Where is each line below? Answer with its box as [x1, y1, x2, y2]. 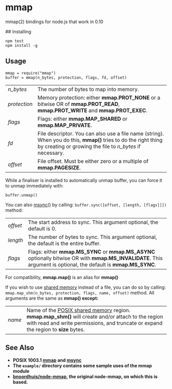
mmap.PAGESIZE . [37, 164, 81, 171]
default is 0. [28, 225, 57, 232]
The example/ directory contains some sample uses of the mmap [12, 362, 152, 368]
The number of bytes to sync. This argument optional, [28, 233, 157, 240]
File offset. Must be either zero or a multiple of [37, 157, 148, 164]
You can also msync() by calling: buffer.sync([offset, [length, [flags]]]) [5, 201, 167, 208]
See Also [5, 343, 34, 352]
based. [12, 379, 28, 385]
